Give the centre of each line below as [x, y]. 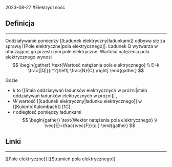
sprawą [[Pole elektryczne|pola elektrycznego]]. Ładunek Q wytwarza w [82, 46]
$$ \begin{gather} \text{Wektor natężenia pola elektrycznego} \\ [90, 120]
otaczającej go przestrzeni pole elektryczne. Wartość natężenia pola [77, 51]
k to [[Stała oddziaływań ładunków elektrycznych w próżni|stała [80, 90]
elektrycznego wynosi [29, 57]
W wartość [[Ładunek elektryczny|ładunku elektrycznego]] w [77, 101]
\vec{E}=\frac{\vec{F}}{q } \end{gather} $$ [90, 126]
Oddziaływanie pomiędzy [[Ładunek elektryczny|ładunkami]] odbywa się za [85, 40]
